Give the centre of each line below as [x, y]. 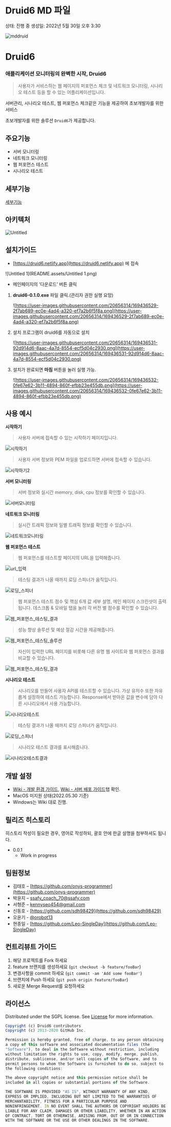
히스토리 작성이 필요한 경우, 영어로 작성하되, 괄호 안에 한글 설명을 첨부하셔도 [81, 833]
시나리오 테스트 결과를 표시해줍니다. [54, 747]
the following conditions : [34, 1068]
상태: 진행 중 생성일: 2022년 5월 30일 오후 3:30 [53, 26]
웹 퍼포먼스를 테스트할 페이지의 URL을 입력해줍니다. [69, 558]
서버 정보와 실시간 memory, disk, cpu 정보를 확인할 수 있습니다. [82, 492]
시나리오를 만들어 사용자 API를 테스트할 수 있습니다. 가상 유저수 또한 [85, 691]
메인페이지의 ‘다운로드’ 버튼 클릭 [45, 284]
